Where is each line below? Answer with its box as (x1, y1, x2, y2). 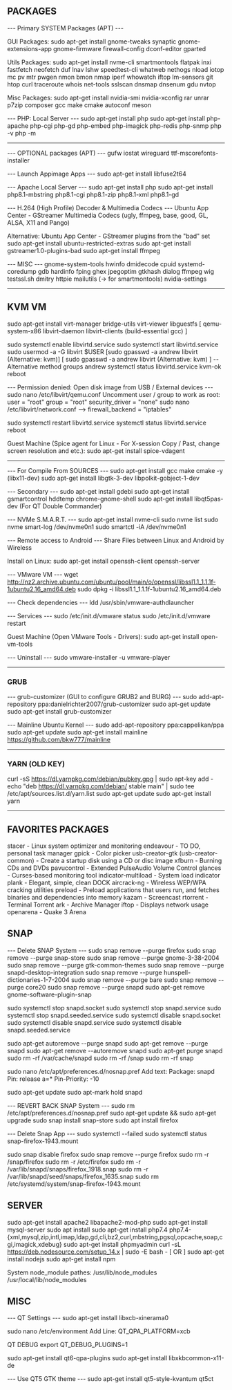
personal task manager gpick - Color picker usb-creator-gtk (7, 849, 178, 858)
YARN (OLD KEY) (7, 759, 66, 768)
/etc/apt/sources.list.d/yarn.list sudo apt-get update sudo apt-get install (7, 790, 212, 798)
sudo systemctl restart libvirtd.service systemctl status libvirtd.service (7, 418, 207, 427)
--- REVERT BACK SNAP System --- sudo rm (7, 1101, 135, 1109)
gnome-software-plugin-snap (7, 990, 92, 999)
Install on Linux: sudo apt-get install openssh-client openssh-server (7, 557, 200, 565)
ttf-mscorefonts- (171, 149, 219, 157)
